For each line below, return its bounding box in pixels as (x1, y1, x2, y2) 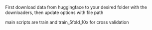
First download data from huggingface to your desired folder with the (5, 4, 147, 10)
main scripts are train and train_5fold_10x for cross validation (5, 19, 129, 25)
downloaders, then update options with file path (5, 9, 104, 15)
